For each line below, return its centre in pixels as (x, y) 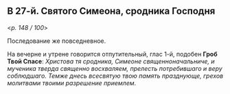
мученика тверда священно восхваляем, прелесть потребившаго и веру (115, 68)
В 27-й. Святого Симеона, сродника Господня (111, 11)
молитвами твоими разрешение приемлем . (72, 83)
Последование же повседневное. (57, 41)
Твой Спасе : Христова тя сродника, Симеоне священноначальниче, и (111, 61)
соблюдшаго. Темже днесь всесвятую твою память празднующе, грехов (115, 76)
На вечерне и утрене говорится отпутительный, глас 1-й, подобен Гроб (112, 54)
